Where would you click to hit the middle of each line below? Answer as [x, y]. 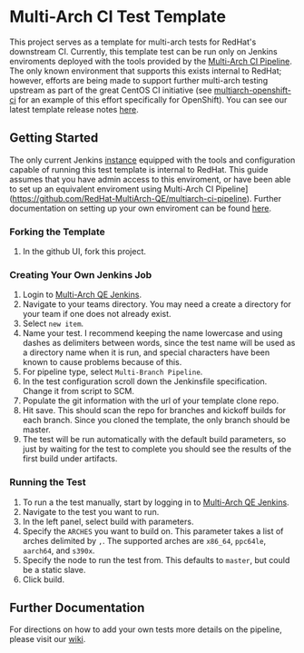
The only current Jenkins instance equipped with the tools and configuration [152, 160]
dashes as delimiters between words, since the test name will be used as [159, 343]
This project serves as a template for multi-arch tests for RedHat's [133, 42]
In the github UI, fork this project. [84, 252]
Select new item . [53, 323]
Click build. [44, 579]
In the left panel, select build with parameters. [108, 521]
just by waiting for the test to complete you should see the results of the [157, 449]
